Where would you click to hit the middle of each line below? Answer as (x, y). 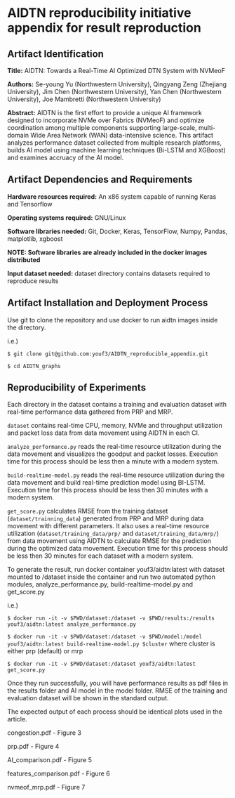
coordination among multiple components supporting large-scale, (102, 127)
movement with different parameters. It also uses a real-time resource (108, 526)
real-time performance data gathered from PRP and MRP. (90, 412)
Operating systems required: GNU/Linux (67, 217)
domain (18, 135)
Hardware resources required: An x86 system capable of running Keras (112, 196)
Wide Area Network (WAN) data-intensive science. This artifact (122, 135)
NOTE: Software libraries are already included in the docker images (107, 252)
